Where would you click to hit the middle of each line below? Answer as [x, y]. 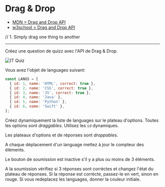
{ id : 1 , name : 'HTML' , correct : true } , [53, 83]
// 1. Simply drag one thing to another [42, 37]
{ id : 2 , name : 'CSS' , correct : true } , [51, 88]
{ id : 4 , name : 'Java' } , [36, 97]
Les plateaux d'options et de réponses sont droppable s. [62, 135]
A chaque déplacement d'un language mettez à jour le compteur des [74, 144]
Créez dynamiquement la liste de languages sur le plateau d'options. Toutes [82, 120]
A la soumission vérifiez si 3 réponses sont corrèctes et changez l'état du [79, 169]
